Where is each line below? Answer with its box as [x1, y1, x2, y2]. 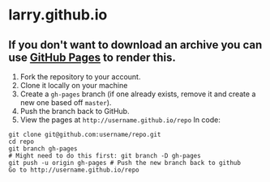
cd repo [8, 138, 35, 146]
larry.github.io [8, 6, 108, 24]
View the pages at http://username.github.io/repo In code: [19, 115, 221, 125]
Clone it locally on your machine [19, 81, 128, 90]
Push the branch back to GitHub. [19, 107, 130, 116]
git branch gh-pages [8, 145, 79, 153]
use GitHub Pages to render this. [8, 50, 177, 64]
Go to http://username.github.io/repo [8, 166, 139, 174]
